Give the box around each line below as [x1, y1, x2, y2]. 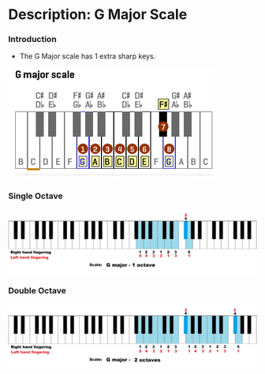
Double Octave [8, 286, 67, 297]
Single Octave [8, 191, 63, 202]
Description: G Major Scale [8, 6, 188, 24]
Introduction [8, 34, 57, 45]
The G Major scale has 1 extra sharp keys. [19, 51, 156, 61]
